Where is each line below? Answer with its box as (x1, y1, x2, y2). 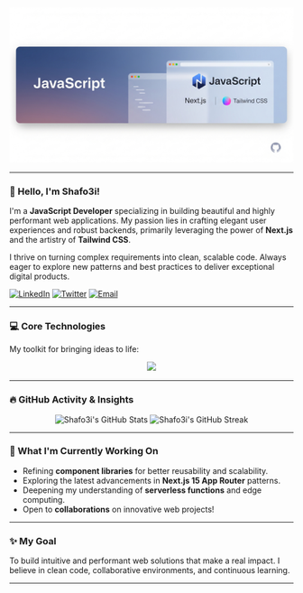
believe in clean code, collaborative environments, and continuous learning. (9, 565, 290, 576)
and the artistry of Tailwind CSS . (9, 234, 132, 245)
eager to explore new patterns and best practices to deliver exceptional (9, 261, 275, 272)
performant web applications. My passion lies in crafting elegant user (9, 215, 267, 226)
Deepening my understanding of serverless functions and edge (22, 485, 262, 496)
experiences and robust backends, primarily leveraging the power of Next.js (9, 224, 293, 236)
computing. (22, 494, 66, 505)
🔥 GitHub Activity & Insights (9, 394, 134, 406)
